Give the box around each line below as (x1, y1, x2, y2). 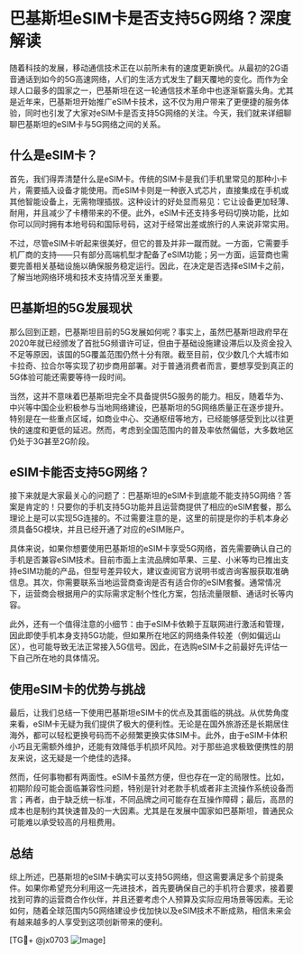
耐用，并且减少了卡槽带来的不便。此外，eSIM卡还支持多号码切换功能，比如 (9, 207, 289, 218)
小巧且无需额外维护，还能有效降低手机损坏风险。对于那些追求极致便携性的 (9, 741, 286, 752)
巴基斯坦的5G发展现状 (9, 301, 133, 316)
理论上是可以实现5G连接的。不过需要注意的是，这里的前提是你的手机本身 (9, 513, 281, 523)
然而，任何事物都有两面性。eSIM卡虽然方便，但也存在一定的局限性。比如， (9, 772, 289, 783)
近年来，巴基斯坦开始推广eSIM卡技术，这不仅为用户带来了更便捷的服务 (16, 96, 281, 107)
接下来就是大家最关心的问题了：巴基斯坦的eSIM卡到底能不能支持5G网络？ (9, 490, 284, 501)
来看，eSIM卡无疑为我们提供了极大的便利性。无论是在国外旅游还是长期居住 (9, 718, 289, 729)
